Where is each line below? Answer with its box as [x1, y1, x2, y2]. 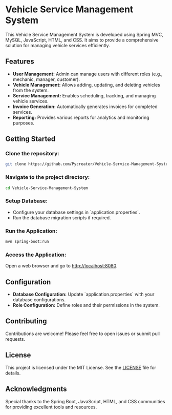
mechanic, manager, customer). [12, 76, 80, 82]
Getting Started [5, 135, 56, 143]
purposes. [12, 119, 35, 126]
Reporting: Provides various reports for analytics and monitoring [12, 114, 149, 120]
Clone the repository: [5, 150, 60, 157]
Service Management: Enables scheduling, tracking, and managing [12, 92, 156, 98]
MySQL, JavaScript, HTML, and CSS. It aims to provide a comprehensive [5, 37, 159, 43]
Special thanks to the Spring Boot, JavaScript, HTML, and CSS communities [5, 398, 165, 404]
